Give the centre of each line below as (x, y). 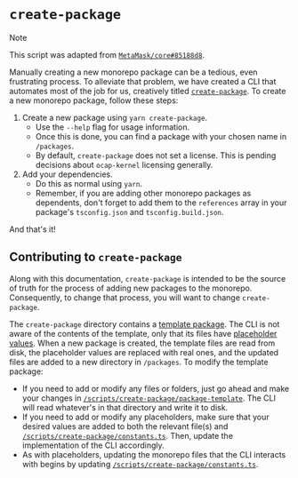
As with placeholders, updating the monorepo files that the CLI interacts (154, 454)
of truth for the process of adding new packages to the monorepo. (131, 288)
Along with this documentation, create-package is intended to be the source (148, 278)
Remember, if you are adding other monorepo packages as (143, 193)
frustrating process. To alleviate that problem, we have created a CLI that (143, 81)
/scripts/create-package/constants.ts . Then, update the (128, 435)
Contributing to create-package (96, 257)
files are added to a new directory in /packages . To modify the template (139, 362)
